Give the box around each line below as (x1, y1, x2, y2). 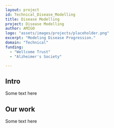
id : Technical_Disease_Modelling (5, 12, 76, 17)
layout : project (5, 7, 39, 13)
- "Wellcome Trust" (10, 49, 51, 54)
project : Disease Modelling (5, 21, 65, 27)
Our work (5, 105, 35, 113)
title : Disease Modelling (5, 17, 60, 22)
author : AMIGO (5, 26, 35, 31)
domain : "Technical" (5, 40, 49, 45)
